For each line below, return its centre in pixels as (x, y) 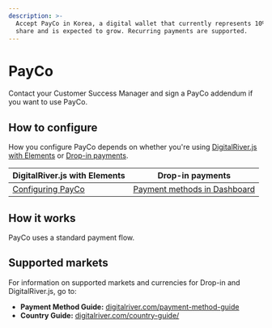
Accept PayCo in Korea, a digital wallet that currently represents (134, 23)
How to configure (53, 128)
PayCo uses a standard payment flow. (72, 237)
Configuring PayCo (49, 190)
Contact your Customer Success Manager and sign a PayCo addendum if (131, 93)
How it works (42, 218)
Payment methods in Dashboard (194, 190)
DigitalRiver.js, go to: (42, 291)
